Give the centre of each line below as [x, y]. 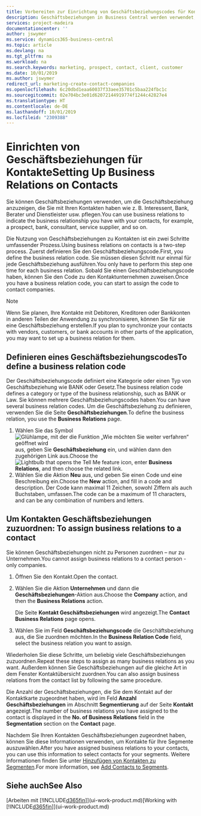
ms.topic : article [29, 45]
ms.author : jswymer [31, 78]
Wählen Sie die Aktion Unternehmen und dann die [77, 588]
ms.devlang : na [25, 51]
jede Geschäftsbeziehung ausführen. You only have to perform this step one [99, 264]
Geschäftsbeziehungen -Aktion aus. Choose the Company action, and [101, 594]
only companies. [27, 565]
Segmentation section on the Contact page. [61, 723]
